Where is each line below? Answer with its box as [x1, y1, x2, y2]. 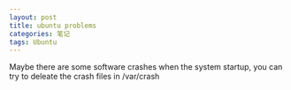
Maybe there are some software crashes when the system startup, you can [9, 62, 283, 72]
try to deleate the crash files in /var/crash [9, 71, 160, 82]
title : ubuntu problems [9, 21, 97, 30]
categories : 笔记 [9, 29, 71, 38]
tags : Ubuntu [9, 37, 57, 47]
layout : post [9, 12, 57, 22]
